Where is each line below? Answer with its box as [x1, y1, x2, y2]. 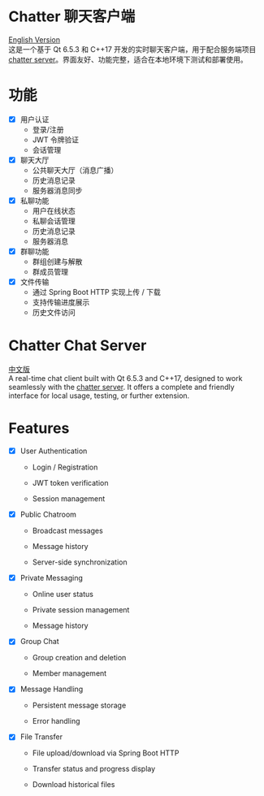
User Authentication [19, 446, 88, 456]
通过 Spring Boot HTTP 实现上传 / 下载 [32, 288, 161, 297]
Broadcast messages [32, 526, 103, 536]
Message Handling [19, 684, 84, 694]
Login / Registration [32, 462, 98, 472]
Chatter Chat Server [8, 336, 147, 355]
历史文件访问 [32, 308, 76, 318]
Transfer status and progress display [32, 764, 156, 774]
